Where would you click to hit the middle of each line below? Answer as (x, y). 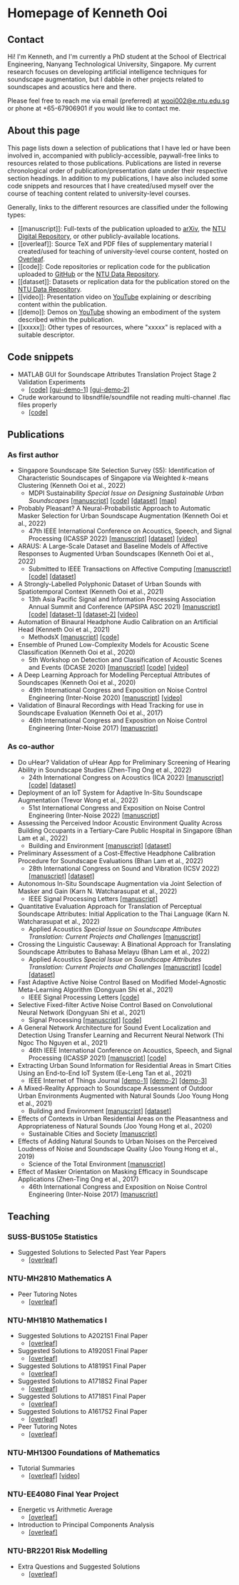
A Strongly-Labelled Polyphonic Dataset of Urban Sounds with (110, 584)
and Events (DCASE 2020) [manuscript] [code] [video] (108, 668)
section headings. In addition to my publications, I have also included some (118, 178)
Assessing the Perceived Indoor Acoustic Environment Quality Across (120, 822)
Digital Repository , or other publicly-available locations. (99, 236)
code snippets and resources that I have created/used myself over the (111, 185)
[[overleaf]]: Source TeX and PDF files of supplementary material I (115, 243)
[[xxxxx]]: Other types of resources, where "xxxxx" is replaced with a (119, 327)
